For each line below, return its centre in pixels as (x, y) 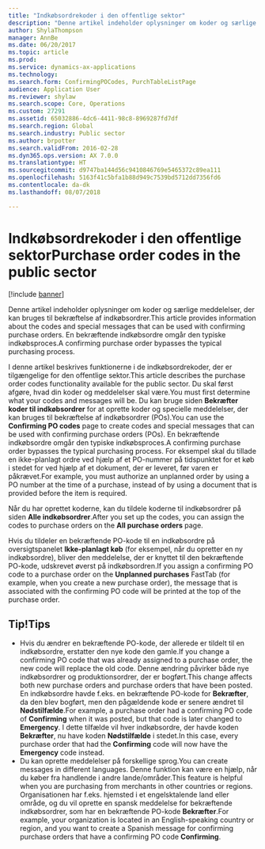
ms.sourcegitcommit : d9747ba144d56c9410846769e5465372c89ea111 (115, 170)
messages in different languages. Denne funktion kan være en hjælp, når (138, 770)
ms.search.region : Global (51, 126)
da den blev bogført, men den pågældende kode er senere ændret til (131, 702)
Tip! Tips (29, 624)
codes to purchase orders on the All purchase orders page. (106, 525)
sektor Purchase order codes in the (125, 255)
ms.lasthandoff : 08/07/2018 (55, 192)
